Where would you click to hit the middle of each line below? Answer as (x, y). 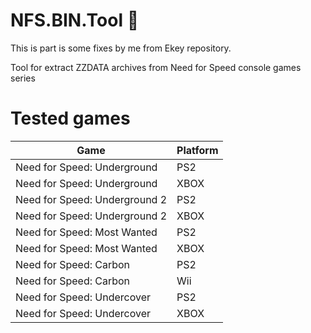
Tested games (70, 118)
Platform (197, 150)
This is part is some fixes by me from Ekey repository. (121, 48)
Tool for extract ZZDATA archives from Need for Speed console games (156, 67)
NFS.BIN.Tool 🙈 (75, 20)
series (23, 78)
